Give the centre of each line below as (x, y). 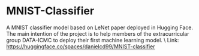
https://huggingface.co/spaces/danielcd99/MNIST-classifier (81, 46)
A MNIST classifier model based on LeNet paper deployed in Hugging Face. (100, 27)
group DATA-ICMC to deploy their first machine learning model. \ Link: (93, 40)
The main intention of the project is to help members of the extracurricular (98, 33)
